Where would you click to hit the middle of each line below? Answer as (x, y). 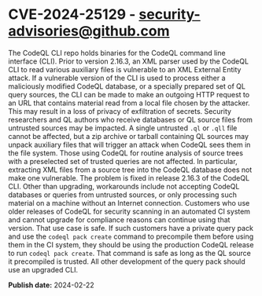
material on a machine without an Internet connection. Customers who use (129, 203)
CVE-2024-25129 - (72, 15)
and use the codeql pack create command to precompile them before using (131, 236)
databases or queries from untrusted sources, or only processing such (123, 195)
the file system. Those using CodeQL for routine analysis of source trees (126, 153)
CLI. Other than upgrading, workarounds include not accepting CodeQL (124, 186)
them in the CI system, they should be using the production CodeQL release (131, 244)
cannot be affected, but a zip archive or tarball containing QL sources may (129, 136)
